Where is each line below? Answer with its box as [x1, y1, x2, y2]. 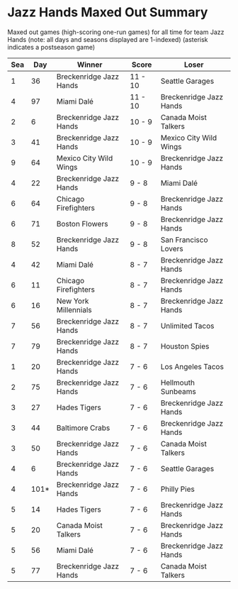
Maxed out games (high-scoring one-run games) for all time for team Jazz [7, 28, 225, 36]
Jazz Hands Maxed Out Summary [7, 4, 208, 21]
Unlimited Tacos [160, 321, 215, 331]
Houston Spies [160, 341, 210, 351]
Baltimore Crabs [56, 423, 110, 433]
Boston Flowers [56, 219, 108, 229]
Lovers [160, 243, 183, 253]
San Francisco [160, 235, 208, 245]
